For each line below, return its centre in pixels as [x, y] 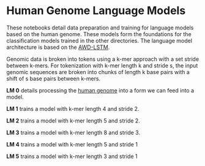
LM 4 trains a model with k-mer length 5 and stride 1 [72, 144]
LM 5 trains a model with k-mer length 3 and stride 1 [72, 156]
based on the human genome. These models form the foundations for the [99, 34]
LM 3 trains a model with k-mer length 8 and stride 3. [73, 132]
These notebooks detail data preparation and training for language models [100, 28]
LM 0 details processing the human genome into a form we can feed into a [100, 90]
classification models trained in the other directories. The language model [99, 40]
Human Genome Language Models [96, 11]
